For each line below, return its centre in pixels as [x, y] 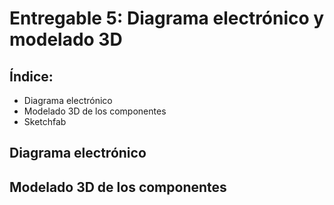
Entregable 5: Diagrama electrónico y [167, 18]
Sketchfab [45, 121]
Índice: [31, 76]
